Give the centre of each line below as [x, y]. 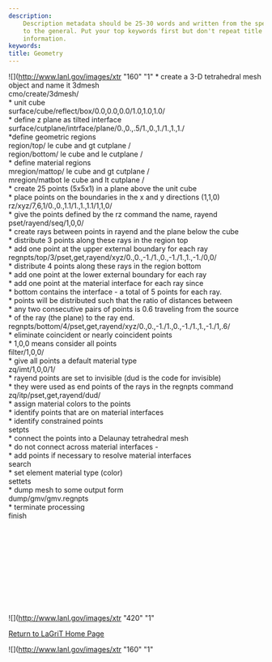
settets [20, 481]
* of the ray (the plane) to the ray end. [72, 318]
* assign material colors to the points [70, 404]
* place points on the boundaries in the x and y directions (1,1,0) [114, 197]
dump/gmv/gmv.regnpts [49, 498]
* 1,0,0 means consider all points [63, 344]
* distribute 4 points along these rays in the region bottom [105, 266]
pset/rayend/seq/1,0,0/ [46, 223]
